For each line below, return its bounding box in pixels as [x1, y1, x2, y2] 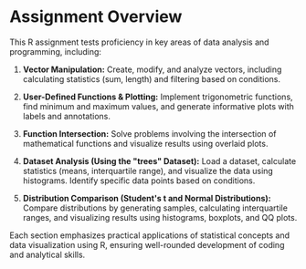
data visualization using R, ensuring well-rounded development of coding [9, 239, 285, 250]
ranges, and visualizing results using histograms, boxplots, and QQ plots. [22, 212, 298, 222]
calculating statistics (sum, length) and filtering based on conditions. [22, 73, 281, 84]
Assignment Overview [9, 6, 183, 27]
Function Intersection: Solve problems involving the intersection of [22, 128, 277, 139]
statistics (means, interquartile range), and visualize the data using [22, 165, 274, 176]
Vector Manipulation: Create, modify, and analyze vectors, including [22, 64, 282, 75]
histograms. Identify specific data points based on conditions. [22, 175, 256, 186]
